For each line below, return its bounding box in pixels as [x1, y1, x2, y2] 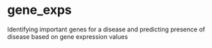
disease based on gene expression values [7, 32, 128, 40]
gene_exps [7, 2, 72, 18]
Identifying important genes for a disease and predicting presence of [7, 25, 206, 33]
